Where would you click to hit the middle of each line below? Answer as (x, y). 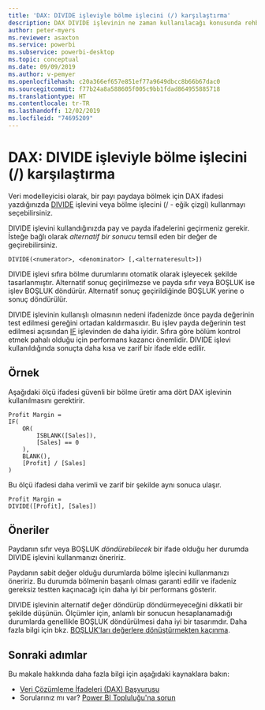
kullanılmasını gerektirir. (47, 400)
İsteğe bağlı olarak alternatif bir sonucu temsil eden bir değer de (113, 236)
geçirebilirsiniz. (33, 245)
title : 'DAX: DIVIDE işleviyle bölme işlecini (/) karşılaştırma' (119, 15)
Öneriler (29, 530)
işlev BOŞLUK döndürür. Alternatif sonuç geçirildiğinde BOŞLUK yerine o (126, 291)
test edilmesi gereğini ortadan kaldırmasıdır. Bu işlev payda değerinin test (127, 323)
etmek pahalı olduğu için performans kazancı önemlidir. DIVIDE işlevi (119, 340)
